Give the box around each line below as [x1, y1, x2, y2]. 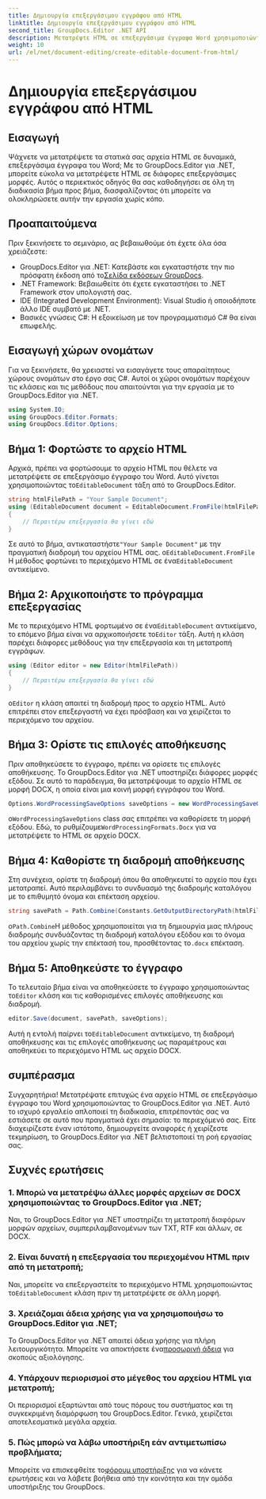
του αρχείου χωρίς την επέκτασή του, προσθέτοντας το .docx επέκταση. [8, 938, 245, 948]
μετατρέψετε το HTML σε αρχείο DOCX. [8, 830, 141, 841]
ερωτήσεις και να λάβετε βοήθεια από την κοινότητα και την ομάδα [8, 1473, 234, 1483]
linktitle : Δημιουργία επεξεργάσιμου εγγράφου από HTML [8, 19, 196, 27]
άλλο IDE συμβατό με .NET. [19, 304, 111, 313]
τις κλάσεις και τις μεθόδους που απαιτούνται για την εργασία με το [8, 381, 235, 391]
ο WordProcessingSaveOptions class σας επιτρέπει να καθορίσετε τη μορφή [8, 814, 251, 823]
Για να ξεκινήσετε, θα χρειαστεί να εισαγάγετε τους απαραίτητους [8, 365, 230, 374]
